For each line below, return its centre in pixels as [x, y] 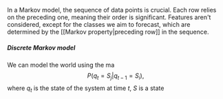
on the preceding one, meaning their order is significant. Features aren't [109, 17]
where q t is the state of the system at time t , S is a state [86, 89]
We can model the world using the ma [61, 65]
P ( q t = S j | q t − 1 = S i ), [116, 76]
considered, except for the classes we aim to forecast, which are [99, 24]
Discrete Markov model [41, 47]
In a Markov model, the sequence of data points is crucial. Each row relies [112, 10]
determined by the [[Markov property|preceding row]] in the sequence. [108, 32]
